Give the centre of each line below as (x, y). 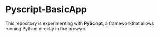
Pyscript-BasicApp (46, 9)
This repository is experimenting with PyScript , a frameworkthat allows (80, 23)
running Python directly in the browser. (46, 28)
